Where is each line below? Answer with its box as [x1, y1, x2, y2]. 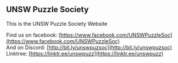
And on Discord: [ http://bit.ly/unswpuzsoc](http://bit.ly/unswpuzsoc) [6, 44, 173, 51]
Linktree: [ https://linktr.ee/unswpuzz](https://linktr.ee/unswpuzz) [6, 50, 164, 57]
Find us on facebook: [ [6, 32, 61, 38]
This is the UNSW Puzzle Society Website [6, 20, 108, 27]
